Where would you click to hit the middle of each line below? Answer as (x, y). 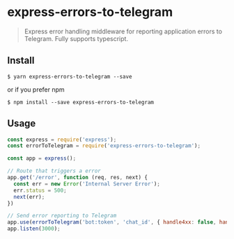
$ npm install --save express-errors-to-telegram (81, 102)
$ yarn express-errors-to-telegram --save (70, 76)
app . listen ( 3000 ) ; (34, 229)
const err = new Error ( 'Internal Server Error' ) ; (87, 184)
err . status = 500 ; (40, 190)
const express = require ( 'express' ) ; (62, 140)
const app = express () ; (42, 158)
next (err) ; (29, 197)
